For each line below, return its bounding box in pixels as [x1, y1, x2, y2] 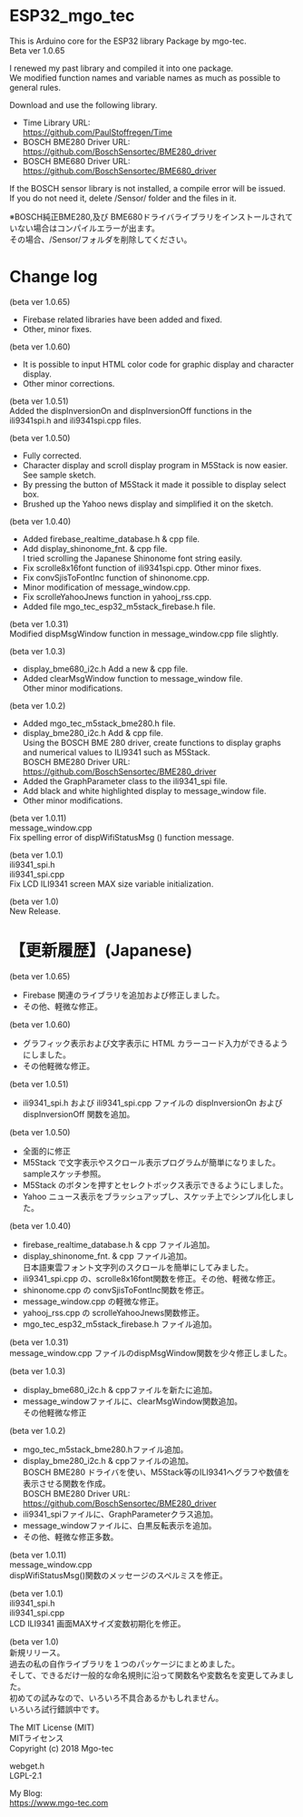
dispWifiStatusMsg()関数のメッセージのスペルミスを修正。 [9, 1569, 229, 1580]
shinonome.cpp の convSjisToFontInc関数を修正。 [22, 1284, 210, 1295]
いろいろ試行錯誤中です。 [9, 1704, 104, 1714]
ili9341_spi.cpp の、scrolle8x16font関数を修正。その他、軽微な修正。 [22, 1272, 281, 1284]
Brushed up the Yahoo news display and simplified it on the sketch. [22, 498, 274, 509]
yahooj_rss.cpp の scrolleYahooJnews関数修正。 [22, 1307, 204, 1318]
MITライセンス [9, 1733, 64, 1743]
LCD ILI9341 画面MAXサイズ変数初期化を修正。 [9, 1617, 186, 1629]
